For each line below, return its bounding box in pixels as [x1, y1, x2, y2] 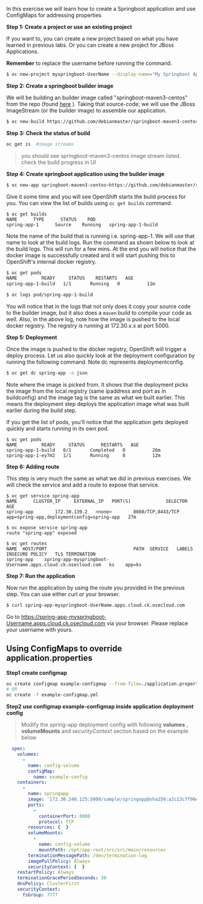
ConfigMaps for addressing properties [6, 11, 101, 19]
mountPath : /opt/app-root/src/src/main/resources [38, 847, 166, 853]
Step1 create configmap [6, 669, 68, 676]
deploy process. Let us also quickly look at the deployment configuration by [6, 352, 195, 359]
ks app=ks [109, 562, 142, 568]
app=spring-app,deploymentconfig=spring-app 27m [6, 514, 137, 520]
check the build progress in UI [21, 159, 97, 166]
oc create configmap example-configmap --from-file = [6, 681, 142, 687]
